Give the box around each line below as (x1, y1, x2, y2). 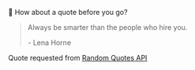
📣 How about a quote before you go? (8, 8, 128, 17)
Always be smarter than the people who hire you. (27, 23, 188, 31)
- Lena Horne (27, 38, 72, 47)
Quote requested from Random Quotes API (8, 53, 148, 62)
